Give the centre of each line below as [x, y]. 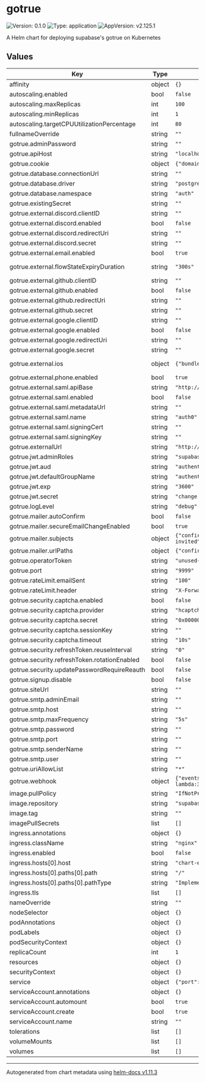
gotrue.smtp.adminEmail [44, 699]
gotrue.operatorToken [41, 561]
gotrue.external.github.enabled [54, 290]
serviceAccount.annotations [50, 992]
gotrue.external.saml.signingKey [56, 437]
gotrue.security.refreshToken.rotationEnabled [74, 659]
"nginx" [186, 843]
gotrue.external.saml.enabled [51, 397]
